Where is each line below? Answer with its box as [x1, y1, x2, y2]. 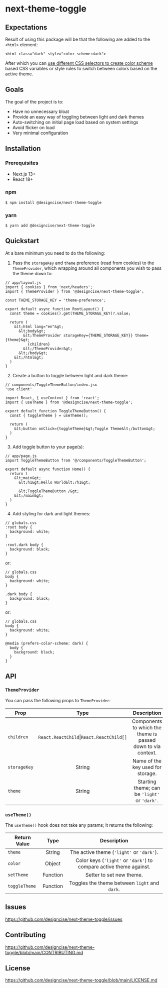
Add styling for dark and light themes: [12, 510, 90, 516]
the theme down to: [12, 270, 53, 276]
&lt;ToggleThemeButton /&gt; [18, 488, 79, 494]
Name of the [132, 757, 161, 764]
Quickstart [5, 237, 39, 245]
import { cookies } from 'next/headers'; [5, 284, 93, 289]
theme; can [133, 784, 160, 791]
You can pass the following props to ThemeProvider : [5, 697, 111, 703]
